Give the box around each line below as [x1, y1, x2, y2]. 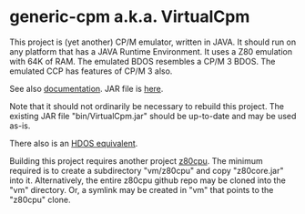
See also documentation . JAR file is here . [9, 83, 164, 94]
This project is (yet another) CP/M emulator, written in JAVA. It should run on [9, 36, 297, 47]
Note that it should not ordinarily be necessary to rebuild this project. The [9, 100, 285, 111]
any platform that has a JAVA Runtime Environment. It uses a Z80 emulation [9, 46, 293, 56]
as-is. [9, 120, 31, 131]
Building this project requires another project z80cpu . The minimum [9, 155, 264, 166]
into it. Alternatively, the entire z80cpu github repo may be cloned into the [9, 175, 287, 186]
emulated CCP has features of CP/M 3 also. [9, 66, 173, 76]
